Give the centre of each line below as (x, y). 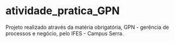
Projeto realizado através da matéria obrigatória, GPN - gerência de (87, 27)
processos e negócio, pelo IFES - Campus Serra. (65, 33)
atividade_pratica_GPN (63, 11)
